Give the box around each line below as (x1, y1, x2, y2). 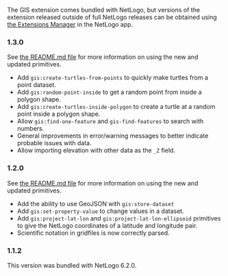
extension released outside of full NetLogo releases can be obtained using (7, 13, 217, 21)
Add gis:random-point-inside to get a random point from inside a (16, 88, 202, 97)
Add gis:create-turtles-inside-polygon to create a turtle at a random (16, 103, 216, 111)
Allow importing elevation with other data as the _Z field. (16, 147, 176, 155)
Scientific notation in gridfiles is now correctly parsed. (16, 229, 170, 237)
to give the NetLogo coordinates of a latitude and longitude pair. (16, 221, 198, 229)
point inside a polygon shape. (16, 110, 101, 118)
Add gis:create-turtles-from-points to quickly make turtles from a (16, 73, 209, 81)
